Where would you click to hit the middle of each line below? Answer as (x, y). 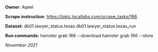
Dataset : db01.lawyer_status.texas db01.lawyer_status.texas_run (71, 26)
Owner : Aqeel (19, 7)
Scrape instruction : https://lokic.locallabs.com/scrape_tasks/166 (71, 16)
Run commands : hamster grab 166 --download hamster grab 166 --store (79, 36)
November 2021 (21, 45)
